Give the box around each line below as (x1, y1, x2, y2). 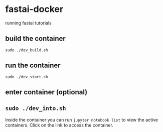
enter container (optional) (5, 88, 88, 96)
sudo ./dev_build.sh (5, 47, 49, 53)
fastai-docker (5, 3, 64, 15)
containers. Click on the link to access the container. (5, 122, 114, 128)
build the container (5, 34, 66, 43)
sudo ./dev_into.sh (5, 105, 66, 112)
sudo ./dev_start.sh (5, 74, 49, 79)
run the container (5, 61, 61, 70)
